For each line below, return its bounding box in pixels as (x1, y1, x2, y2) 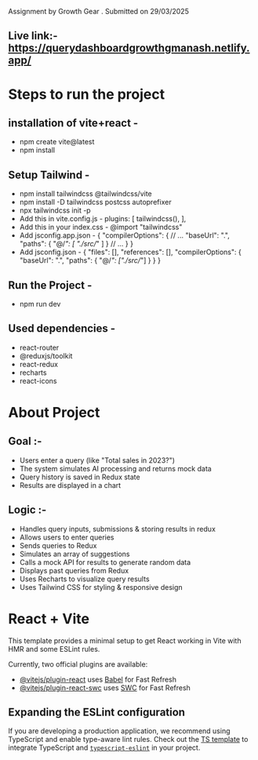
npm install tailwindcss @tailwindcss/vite (19, 189, 153, 198)
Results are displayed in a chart (19, 480, 122, 489)
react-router (19, 343, 60, 352)
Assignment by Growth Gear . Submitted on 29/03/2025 (8, 7, 190, 16)
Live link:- (8, 29, 58, 42)
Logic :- (8, 504, 47, 517)
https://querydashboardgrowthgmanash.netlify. (8, 42, 250, 55)
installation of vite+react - (8, 116, 139, 129)
